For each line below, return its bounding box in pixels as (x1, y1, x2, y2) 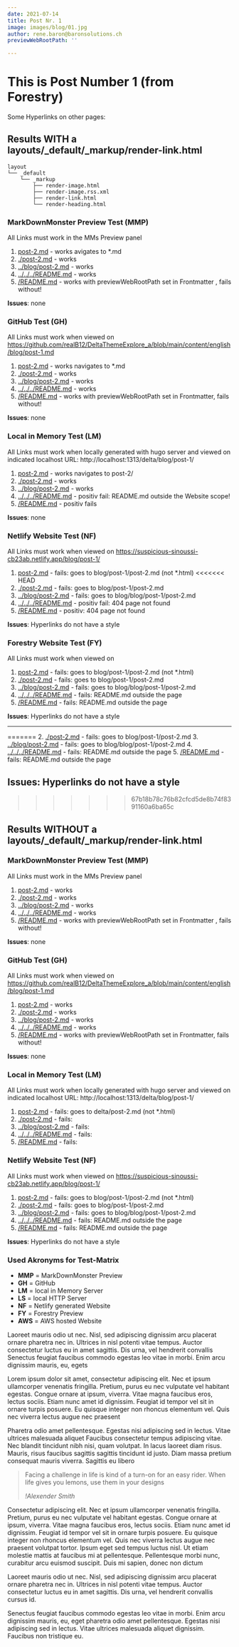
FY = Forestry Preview (17, 1309, 84, 1318)
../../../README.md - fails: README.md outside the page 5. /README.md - (7, 748, 224, 756)
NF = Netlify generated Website (17, 1302, 111, 1310)
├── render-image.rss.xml (33, 188, 110, 195)
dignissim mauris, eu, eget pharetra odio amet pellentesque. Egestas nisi (7, 1616, 221, 1626)
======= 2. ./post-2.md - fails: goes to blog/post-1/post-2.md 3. (7, 732, 199, 742)
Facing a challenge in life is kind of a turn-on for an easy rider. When (24, 1470, 226, 1479)
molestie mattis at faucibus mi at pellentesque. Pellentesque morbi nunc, (7, 1551, 221, 1560)
